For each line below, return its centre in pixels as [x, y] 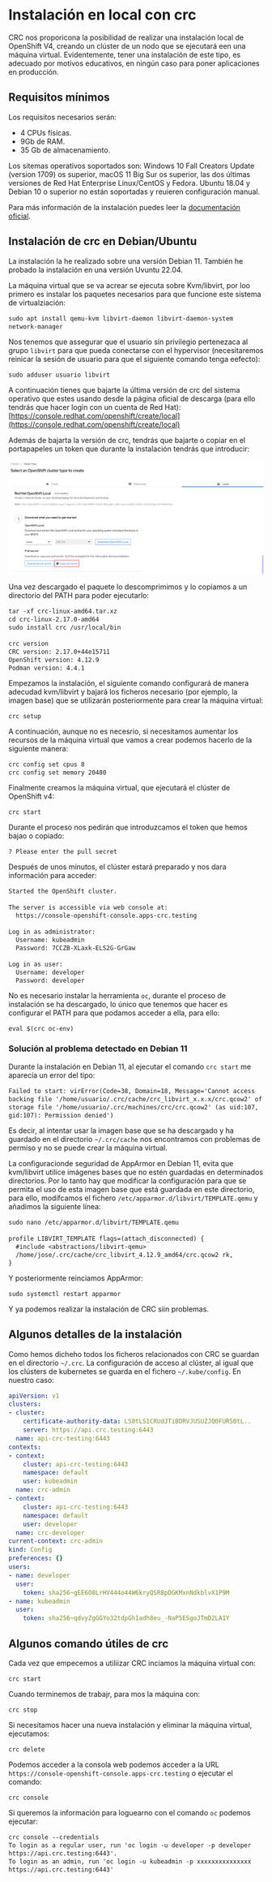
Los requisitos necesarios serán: [63, 117]
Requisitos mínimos [59, 98]
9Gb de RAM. [42, 141]
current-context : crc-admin [56, 1541]
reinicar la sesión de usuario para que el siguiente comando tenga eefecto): [134, 359]
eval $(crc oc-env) [41, 1028]
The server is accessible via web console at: [88, 907]
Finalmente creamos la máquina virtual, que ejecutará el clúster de [119, 787]
